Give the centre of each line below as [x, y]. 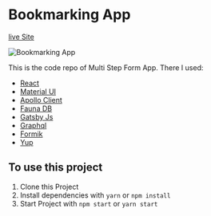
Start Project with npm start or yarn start [89, 203]
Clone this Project [49, 187]
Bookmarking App [70, 15]
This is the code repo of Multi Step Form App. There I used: [106, 67]
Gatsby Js [36, 116]
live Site [21, 37]
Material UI [38, 91]
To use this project [56, 168]
